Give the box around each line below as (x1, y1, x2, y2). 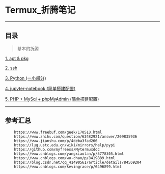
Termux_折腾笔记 (5, 4, 76, 16)
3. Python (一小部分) (5, 75, 46, 81)
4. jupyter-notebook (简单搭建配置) (5, 86, 76, 91)
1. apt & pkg (5, 55, 29, 61)
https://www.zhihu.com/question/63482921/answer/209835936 (14, 134, 137, 139)
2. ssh (5, 65, 18, 71)
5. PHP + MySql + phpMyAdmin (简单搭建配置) (5, 96, 99, 102)
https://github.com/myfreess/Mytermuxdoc (14, 147, 100, 152)
